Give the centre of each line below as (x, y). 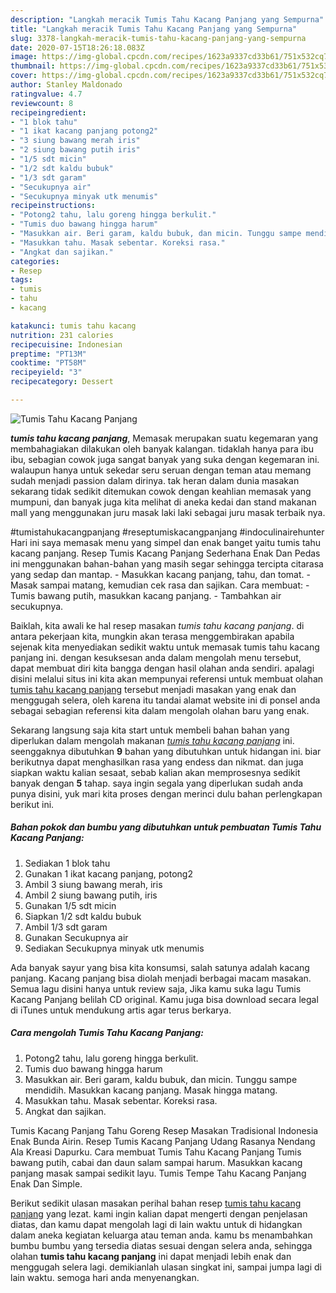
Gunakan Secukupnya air (76, 937)
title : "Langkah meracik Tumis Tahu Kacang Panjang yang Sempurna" (154, 29)
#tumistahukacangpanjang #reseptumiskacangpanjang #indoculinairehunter (167, 532)
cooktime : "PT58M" (48, 363)
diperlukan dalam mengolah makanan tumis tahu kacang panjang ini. (152, 740)
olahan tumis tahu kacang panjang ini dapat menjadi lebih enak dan (151, 1256)
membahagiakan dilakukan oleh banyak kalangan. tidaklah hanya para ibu (162, 448)
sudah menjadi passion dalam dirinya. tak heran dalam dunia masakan (155, 480)
